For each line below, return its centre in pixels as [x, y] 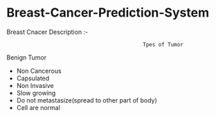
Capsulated [33, 78]
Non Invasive [35, 85]
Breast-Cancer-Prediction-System [108, 13]
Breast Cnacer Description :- [47, 32]
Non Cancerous [39, 71]
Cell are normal [38, 107]
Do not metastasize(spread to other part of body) [87, 100]
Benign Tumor [26, 57]
